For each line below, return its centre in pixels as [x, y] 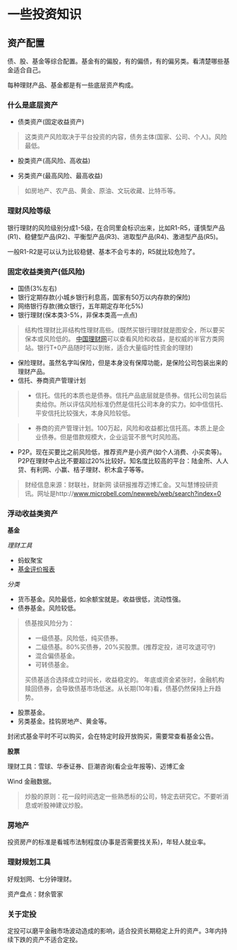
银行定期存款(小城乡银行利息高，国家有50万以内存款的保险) [104, 297]
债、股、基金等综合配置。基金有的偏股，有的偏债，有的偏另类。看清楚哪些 [115, 61]
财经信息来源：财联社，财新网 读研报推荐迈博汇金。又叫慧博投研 [118, 485]
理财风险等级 [29, 211]
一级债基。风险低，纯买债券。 [78, 638]
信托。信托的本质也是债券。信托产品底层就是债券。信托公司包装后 [131, 395]
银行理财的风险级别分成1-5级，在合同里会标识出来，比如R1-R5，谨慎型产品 [116, 228]
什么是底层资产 [33, 105]
